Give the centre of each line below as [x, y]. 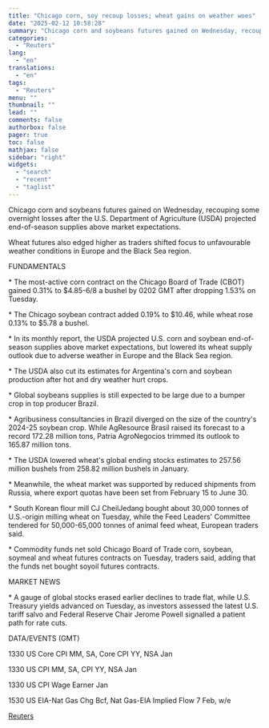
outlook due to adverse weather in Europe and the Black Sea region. [121, 355]
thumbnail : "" [32, 105]
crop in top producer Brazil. [53, 403]
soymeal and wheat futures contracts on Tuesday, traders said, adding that [132, 557]
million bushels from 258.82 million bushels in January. [99, 469]
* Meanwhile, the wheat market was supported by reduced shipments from [132, 484]
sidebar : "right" [37, 157]
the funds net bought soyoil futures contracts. [84, 566]
